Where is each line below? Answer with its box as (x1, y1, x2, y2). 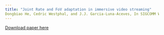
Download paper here (5, 24, 49, 30)
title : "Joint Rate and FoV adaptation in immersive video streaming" (5, 7, 152, 12)
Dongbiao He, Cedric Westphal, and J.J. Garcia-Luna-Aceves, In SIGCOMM (5, 12, 156, 16)
